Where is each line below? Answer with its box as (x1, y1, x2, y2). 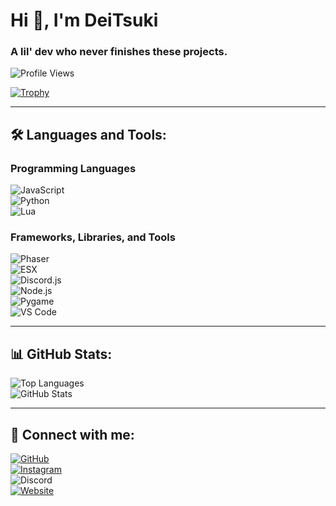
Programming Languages (10, 161, 137, 175)
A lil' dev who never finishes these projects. (10, 45, 228, 59)
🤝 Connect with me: (10, 426, 135, 443)
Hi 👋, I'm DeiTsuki (10, 9, 159, 32)
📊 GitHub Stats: (10, 345, 113, 363)
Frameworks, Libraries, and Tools (10, 230, 176, 244)
